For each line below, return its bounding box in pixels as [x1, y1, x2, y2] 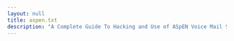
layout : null [7, 10, 45, 17]
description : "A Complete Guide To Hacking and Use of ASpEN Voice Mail [7, 23, 223, 30]
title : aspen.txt [7, 17, 58, 24]
